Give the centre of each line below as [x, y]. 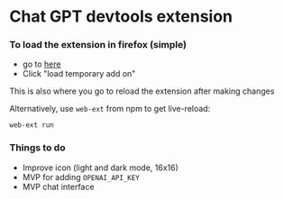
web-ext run [32, 125]
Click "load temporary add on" [79, 74]
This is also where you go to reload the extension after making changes [142, 91]
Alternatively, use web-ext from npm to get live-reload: [110, 109]
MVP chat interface [58, 186]
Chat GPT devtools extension [121, 17]
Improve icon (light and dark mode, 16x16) [100, 167]
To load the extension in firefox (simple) [98, 45]
